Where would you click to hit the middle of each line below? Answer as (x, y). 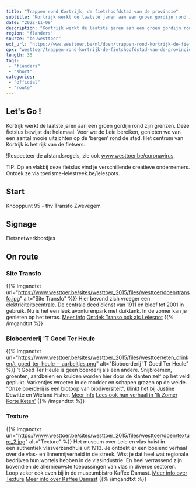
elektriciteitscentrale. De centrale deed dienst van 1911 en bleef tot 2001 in (95, 305)
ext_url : (17, 45)
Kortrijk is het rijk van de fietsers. (46, 144)
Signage (21, 224)
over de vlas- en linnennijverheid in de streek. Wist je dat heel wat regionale (97, 454)
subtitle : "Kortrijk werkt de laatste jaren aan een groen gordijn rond (96, 17)
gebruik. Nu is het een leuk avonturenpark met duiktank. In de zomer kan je (97, 311)
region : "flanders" (30, 33)
